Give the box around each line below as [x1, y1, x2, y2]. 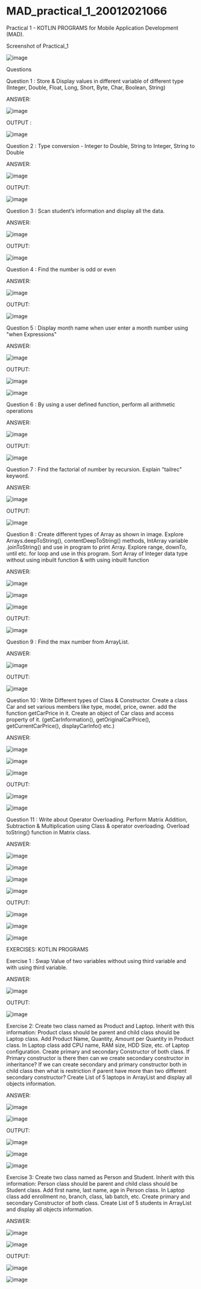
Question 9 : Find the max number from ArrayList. [6, 638, 130, 645]
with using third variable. [6, 964, 68, 971]
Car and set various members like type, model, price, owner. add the [6, 703, 177, 710]
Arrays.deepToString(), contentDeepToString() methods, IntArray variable [6, 537, 188, 544]
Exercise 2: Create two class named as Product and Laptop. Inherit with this [6, 1022, 195, 1029]
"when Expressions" [6, 330, 57, 337]
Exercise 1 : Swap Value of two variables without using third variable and [6, 957, 187, 964]
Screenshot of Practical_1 [6, 42, 69, 50]
